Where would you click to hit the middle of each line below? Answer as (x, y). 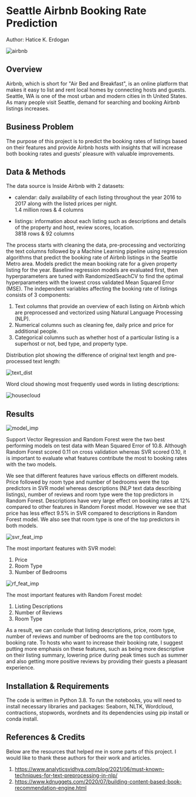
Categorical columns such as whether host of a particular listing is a (97, 337)
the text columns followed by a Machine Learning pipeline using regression (97, 251)
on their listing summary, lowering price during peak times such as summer (97, 655)
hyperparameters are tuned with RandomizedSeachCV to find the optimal (95, 276)
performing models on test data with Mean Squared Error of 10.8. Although (96, 446)
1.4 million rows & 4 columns (49, 210)
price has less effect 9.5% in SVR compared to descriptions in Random (92, 513)
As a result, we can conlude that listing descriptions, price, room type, (91, 630)
